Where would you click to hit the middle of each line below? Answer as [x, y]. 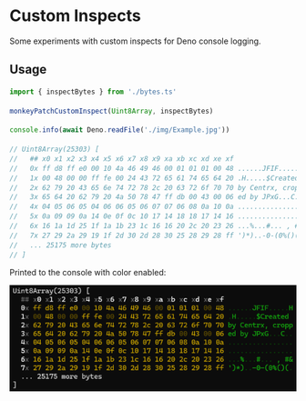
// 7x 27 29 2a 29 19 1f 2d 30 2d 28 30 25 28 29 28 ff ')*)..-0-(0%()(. [156, 236]
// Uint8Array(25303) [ [55, 149]
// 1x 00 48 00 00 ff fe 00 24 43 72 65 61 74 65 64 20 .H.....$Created [154, 178]
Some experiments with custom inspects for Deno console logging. [135, 41]
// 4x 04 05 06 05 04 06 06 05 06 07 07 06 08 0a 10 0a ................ [156, 207]
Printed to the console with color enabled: [88, 272]
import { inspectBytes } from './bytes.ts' [93, 92]
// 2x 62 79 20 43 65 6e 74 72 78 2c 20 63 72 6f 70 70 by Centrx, [144, 187]
